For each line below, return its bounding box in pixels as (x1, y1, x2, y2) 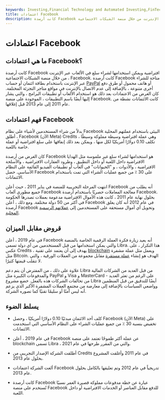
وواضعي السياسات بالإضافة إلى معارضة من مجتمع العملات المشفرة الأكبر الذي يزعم (5, 283, 158, 289)
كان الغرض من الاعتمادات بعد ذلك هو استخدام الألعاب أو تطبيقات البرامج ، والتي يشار (5, 91, 159, 97)
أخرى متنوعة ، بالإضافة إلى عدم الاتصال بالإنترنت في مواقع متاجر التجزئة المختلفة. (5, 85, 153, 91)
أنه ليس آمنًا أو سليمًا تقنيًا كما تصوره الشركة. (5, 288, 87, 294)
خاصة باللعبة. (5, 144, 29, 150)
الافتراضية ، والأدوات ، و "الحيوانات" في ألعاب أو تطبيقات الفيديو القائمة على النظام (5, 164, 156, 170)
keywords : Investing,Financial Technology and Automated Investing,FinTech (5, 7, 164, 12)
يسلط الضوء (5, 302, 39, 311)
